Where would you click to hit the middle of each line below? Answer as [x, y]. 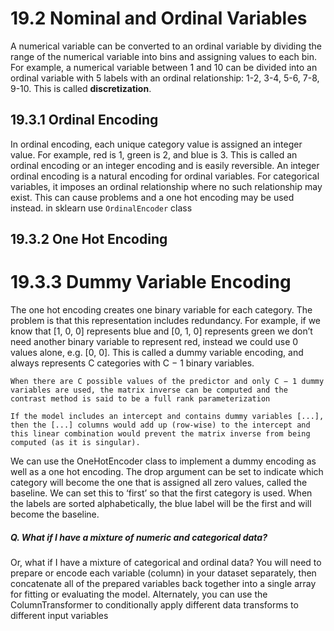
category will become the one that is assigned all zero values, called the [159, 483]
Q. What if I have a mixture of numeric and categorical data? [139, 537]
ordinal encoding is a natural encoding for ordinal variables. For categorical [165, 176]
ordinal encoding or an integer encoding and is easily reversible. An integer [165, 165]
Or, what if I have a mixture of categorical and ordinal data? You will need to [166, 563]
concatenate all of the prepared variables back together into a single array [163, 584]
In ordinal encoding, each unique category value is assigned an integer [156, 144]
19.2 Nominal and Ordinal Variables [159, 18]
